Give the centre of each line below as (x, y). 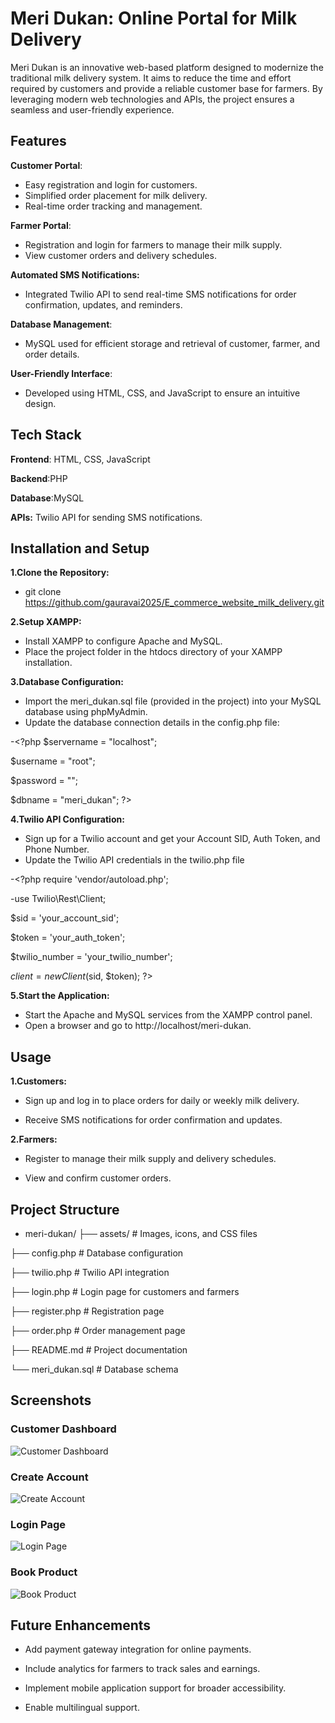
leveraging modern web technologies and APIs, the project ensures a (152, 99)
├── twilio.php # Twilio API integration (90, 1272)
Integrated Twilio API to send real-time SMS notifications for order (160, 294)
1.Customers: (38, 1081)
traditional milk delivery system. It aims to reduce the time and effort (151, 78)
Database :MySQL (47, 498)
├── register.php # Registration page (87, 1311)
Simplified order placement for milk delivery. (116, 195)
